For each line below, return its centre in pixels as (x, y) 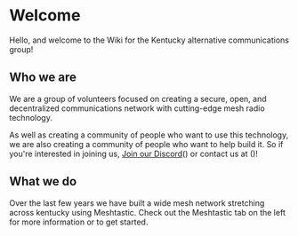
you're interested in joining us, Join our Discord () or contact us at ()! (133, 153)
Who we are (43, 78)
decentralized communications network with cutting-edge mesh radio (137, 108)
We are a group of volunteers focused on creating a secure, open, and (138, 98)
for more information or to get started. (79, 222)
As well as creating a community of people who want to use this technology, (149, 135)
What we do (43, 181)
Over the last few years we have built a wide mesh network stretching (137, 203)
